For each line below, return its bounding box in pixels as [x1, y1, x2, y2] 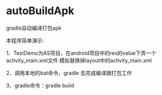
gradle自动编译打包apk [6, 24, 62, 31]
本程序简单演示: [6, 37, 44, 44]
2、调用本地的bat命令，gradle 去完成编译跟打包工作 [6, 69, 133, 76]
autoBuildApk [6, 4, 75, 18]
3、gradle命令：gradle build [6, 81, 75, 89]
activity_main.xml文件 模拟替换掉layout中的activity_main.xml [6, 57, 152, 64]
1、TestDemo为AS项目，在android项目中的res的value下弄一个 [6, 49, 157, 57]
